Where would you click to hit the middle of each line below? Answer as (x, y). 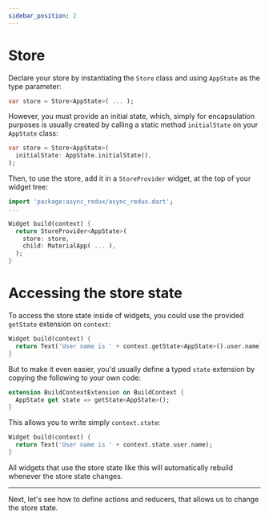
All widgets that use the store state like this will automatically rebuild (121, 468)
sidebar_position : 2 (43, 16)
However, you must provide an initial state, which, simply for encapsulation (132, 116)
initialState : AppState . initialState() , (84, 156)
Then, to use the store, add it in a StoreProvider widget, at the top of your (130, 178)
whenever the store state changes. (66, 476)
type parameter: (35, 86)
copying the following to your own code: (75, 378)
